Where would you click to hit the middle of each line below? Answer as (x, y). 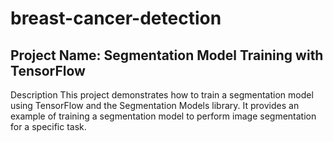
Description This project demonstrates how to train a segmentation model (162, 95)
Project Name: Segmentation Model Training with (167, 55)
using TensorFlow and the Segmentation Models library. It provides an (155, 105)
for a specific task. (48, 126)
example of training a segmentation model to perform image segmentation (163, 116)
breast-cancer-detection (116, 18)
